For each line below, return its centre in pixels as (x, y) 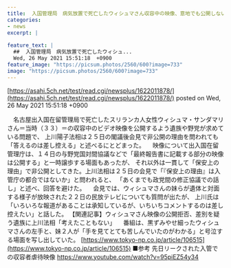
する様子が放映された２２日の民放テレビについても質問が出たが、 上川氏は (113, 197)
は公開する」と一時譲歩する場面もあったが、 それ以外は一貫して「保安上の (113, 162)
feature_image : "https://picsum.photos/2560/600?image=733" (95, 65)
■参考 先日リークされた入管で (175, 248)
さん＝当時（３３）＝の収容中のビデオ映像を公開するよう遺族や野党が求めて (115, 128)
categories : (24, 20)
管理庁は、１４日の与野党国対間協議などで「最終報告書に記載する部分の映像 (115, 154)
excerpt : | (23, 33)
